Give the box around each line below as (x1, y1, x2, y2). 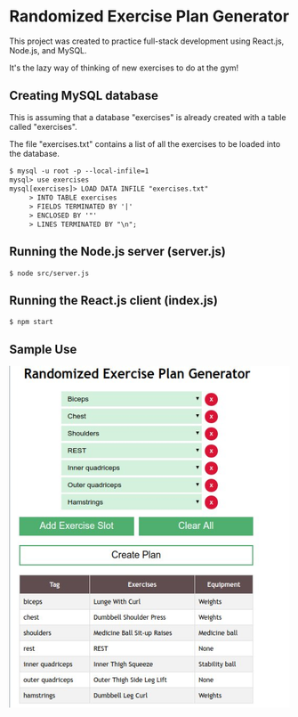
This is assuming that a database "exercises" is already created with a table (9, 111, 286, 122)
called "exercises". (9, 121, 77, 132)
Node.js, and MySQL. (9, 45, 87, 55)
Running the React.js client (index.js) (9, 292, 218, 308)
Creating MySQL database (9, 88, 158, 103)
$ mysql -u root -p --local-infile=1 (9, 167, 149, 175)
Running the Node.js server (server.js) (9, 244, 227, 259)
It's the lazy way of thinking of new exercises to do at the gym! (9, 62, 239, 73)
